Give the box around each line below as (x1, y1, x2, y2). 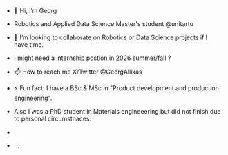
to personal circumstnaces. (13, 114, 92, 123)
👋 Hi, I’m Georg (13, 7, 57, 14)
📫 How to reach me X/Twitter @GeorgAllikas (13, 68, 143, 76)
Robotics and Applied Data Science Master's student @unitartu (13, 20, 193, 28)
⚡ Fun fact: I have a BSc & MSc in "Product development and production (13, 84, 219, 92)
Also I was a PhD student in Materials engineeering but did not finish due (13, 107, 221, 115)
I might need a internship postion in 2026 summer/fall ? (13, 54, 171, 62)
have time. (13, 41, 44, 48)
